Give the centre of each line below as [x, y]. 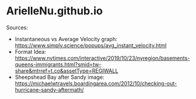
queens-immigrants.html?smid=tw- [58, 64]
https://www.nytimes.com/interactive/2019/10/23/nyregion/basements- [102, 58]
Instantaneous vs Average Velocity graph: [66, 39]
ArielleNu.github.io [55, 11]
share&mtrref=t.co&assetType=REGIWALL [66, 70]
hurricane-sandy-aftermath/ [49, 89]
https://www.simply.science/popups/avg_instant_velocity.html [91, 45]
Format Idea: [30, 51]
